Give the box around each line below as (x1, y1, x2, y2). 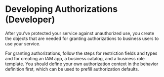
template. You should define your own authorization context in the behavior (5, 61, 159, 67)
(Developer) (5, 14, 55, 25)
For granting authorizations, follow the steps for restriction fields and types (5, 50, 158, 56)
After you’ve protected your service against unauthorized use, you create (5, 30, 155, 36)
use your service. (5, 40, 41, 46)
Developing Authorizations (5, 3, 118, 15)
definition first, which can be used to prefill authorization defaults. (5, 66, 139, 72)
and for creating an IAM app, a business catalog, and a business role (5, 55, 145, 61)
